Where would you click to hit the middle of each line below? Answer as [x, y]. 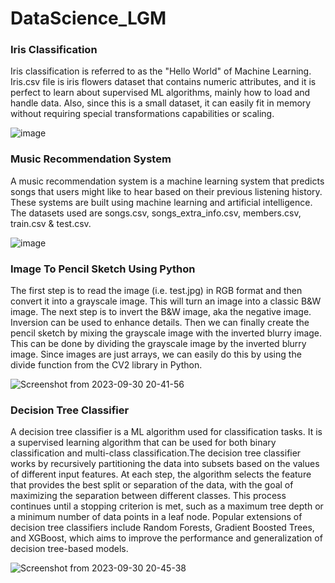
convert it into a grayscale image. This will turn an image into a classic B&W [166, 301]
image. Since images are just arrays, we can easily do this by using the [156, 354]
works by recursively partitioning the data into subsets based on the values [165, 464]
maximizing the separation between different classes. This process [148, 496]
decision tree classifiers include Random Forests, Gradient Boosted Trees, [162, 528]
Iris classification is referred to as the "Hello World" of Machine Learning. [161, 71]
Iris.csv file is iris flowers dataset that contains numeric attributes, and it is [163, 82]
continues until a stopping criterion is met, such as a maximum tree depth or [167, 506]
